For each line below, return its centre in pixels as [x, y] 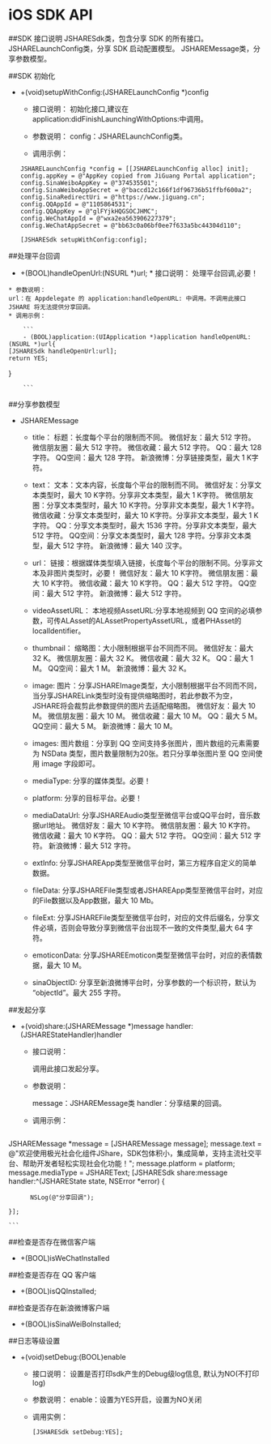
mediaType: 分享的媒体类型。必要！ [91, 781]
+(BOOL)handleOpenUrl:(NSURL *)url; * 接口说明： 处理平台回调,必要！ [139, 272]
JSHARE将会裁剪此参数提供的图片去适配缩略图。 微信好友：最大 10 [144, 705]
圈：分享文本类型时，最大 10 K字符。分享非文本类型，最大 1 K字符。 [145, 505]
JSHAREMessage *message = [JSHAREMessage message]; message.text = [135, 1143]
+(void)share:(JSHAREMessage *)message [92, 1026]
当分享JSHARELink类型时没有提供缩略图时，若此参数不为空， [134, 696]
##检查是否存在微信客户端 [52, 1241]
